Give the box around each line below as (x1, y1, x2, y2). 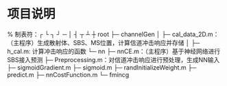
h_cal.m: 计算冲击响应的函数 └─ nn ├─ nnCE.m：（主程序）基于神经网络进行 (7, 47, 221, 55)
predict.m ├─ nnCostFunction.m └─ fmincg (7, 70, 130, 78)
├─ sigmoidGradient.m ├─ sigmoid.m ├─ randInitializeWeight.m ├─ (7, 63, 197, 72)
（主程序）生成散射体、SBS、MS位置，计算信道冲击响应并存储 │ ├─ (7, 38, 200, 46)
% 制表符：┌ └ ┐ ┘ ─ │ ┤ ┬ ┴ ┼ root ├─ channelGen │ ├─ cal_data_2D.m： (7, 30, 219, 38)
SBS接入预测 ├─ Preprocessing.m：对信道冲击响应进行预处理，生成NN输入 (7, 55, 220, 63)
